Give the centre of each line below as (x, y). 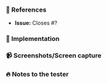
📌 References (26, 10)
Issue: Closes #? (36, 23)
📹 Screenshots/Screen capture (54, 56)
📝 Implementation (33, 39)
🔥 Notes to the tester (37, 74)
